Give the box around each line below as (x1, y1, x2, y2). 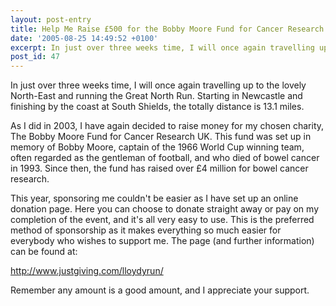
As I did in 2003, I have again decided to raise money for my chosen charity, (10, 120, 325, 132)
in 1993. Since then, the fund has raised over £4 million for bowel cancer (10, 162, 309, 175)
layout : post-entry (10, 14, 92, 25)
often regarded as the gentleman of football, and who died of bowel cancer (10, 152, 320, 164)
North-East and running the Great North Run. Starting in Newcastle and (10, 90, 303, 102)
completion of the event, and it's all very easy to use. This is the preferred (10, 214, 315, 226)
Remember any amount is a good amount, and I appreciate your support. (10, 284, 310, 296)
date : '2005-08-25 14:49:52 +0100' (10, 33, 159, 43)
